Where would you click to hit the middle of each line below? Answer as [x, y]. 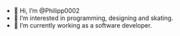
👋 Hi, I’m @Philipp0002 [47, 11]
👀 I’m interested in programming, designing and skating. [93, 18]
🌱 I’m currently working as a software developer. [83, 25]
